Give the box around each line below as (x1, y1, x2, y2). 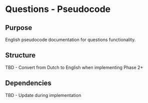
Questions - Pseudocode (5, 3, 111, 15)
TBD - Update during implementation (5, 92, 81, 98)
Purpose (5, 23, 32, 32)
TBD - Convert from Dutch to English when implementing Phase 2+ (5, 64, 143, 70)
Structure (5, 51, 36, 59)
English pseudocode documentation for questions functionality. (5, 36, 136, 42)
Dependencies (5, 79, 51, 87)
